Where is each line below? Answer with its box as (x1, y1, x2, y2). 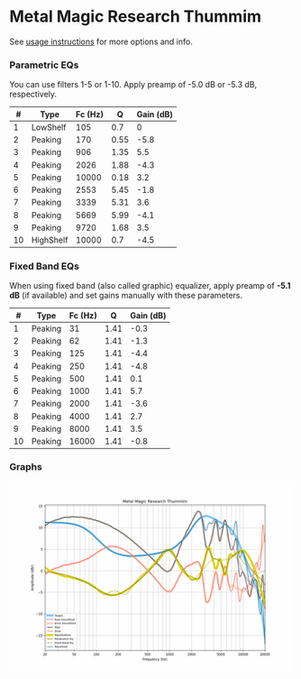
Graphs (9, 461, 42, 473)
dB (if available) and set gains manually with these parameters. (9, 290, 243, 301)
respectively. (9, 88, 57, 100)
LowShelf (31, 122, 67, 133)
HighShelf (31, 234, 68, 245)
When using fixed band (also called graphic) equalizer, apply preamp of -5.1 (9, 280, 291, 291)
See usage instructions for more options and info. (9, 36, 194, 47)
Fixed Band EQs (9, 260, 79, 272)
